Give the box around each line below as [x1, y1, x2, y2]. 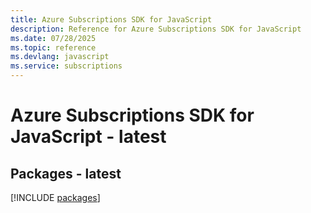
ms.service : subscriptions [10, 61, 123, 71]
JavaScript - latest [10, 126, 167, 148]
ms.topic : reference [10, 42, 97, 53]
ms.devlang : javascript [10, 52, 110, 62]
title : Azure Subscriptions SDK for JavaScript [10, 14, 213, 25]
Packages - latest [10, 165, 122, 182]
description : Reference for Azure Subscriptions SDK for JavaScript [10, 24, 302, 34]
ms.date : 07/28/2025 [10, 33, 97, 43]
